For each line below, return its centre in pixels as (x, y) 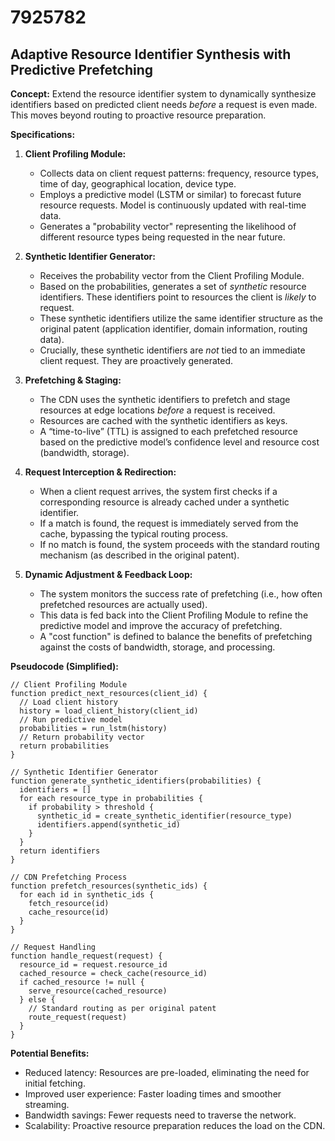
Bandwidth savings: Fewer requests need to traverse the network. (160, 1115)
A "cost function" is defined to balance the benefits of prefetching (176, 636)
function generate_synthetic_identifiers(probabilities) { (136, 781)
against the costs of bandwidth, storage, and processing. (157, 647)
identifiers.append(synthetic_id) (109, 825)
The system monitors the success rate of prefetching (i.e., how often (181, 594)
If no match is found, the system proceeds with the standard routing (179, 544)
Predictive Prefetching (82, 69)
